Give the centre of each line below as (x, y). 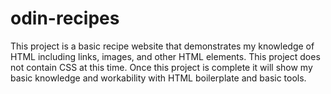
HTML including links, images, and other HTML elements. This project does (165, 56)
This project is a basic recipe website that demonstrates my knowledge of (162, 46)
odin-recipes (65, 18)
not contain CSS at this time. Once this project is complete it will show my (161, 67)
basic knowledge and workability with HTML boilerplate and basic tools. (158, 78)
